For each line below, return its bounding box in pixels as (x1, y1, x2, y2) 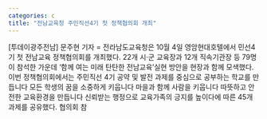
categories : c (8, 11, 56, 20)
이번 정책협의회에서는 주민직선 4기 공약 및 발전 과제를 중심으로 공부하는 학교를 (8, 72, 251, 81)
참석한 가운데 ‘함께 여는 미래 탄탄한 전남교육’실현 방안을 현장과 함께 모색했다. (16, 61, 254, 72)
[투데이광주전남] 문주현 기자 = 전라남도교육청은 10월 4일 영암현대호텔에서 (8, 42, 237, 52)
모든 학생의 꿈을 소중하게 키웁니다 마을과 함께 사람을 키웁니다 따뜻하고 (29, 81, 247, 92)
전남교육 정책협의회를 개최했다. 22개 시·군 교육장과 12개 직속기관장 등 (25, 52, 241, 61)
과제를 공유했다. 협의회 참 (8, 101, 88, 112)
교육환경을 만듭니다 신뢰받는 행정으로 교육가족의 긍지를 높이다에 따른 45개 (22, 92, 253, 101)
